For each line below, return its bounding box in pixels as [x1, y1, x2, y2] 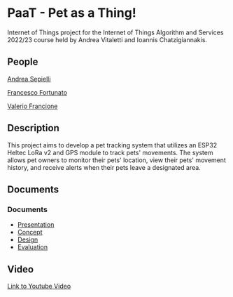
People [7, 56, 38, 68]
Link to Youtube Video [7, 282, 71, 291]
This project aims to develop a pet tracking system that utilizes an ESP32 [7, 140, 218, 149]
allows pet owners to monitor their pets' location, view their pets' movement [7, 156, 226, 164]
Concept [17, 228, 43, 237]
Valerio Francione [7, 102, 58, 110]
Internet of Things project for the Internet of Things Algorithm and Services [7, 28, 224, 37]
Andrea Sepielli [7, 74, 51, 83]
